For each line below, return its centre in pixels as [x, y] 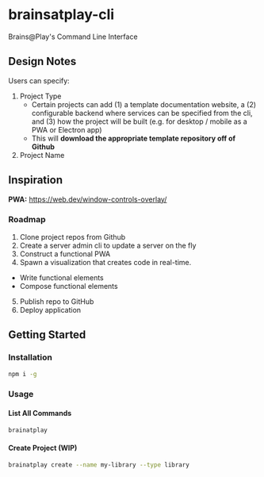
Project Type [40, 96]
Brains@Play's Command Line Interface [73, 37]
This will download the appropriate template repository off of [134, 138]
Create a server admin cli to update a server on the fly [108, 245]
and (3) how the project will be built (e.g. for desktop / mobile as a [139, 121]
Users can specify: [39, 80]
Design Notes [42, 62]
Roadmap [27, 220]
